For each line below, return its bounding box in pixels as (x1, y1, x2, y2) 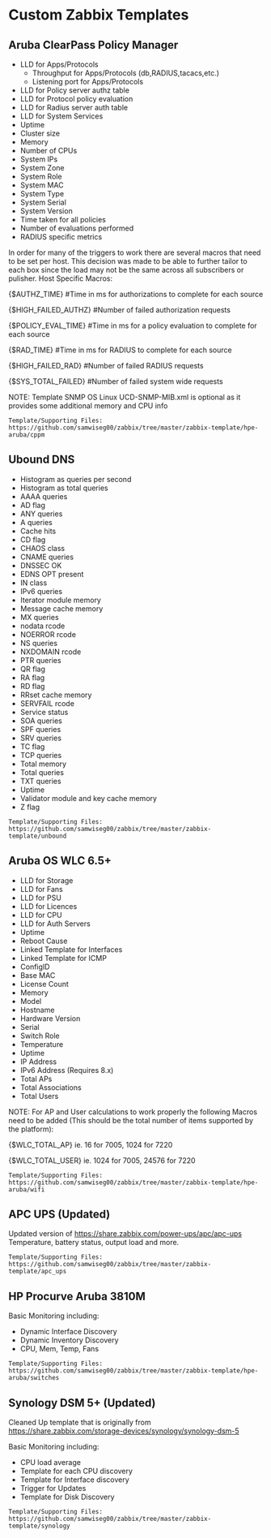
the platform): (8, 1124, 54, 1134)
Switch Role (19, 1031, 61, 1040)
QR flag (19, 664, 46, 674)
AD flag (19, 500, 46, 510)
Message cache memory (19, 603, 104, 614)
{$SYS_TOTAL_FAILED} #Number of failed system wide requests (8, 377, 224, 386)
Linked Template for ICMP (19, 953, 108, 963)
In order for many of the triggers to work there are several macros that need (8, 248, 261, 257)
